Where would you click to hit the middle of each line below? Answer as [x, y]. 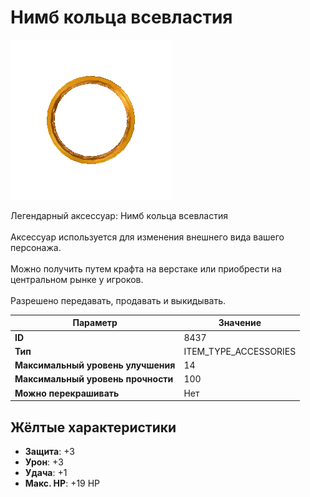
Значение [240, 323]
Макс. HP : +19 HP [62, 483]
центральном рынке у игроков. [77, 279]
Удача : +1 [46, 472]
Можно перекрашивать [67, 393]
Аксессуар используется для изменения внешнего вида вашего [147, 237]
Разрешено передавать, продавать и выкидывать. [118, 300]
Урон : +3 [44, 462]
